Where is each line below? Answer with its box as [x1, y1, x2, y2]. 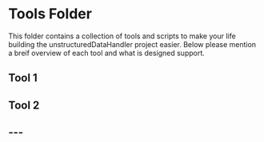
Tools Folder [8, 5, 92, 23]
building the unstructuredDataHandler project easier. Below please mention [8, 39, 257, 49]
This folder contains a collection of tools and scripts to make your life [8, 31, 236, 41]
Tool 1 [8, 71, 38, 85]
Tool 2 [8, 98, 40, 112]
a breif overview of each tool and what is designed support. [8, 48, 206, 57]
